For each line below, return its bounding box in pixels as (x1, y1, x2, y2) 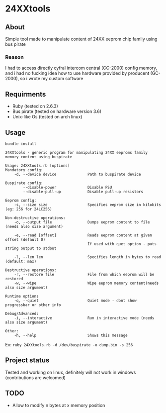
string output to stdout (5, 246, 57, 251)
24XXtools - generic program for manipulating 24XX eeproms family (5, 150, 148, 155)
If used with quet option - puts (87, 241, 157, 246)
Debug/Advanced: (5, 311, 39, 316)
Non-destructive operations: (5, 215, 66, 220)
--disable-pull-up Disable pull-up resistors (23, 189, 143, 194)
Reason (5, 53, 24, 60)
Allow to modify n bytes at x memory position (12, 402, 105, 408)
